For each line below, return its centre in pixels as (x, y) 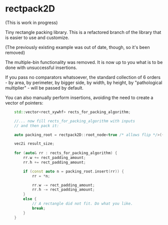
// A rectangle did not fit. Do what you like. (82, 204)
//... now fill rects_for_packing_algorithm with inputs (75, 121)
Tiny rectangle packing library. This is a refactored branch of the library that (83, 32)
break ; (39, 208)
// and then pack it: (36, 125)
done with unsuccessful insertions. (41, 67)
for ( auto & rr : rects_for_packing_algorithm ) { (66, 153)
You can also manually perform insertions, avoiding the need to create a (79, 97)
